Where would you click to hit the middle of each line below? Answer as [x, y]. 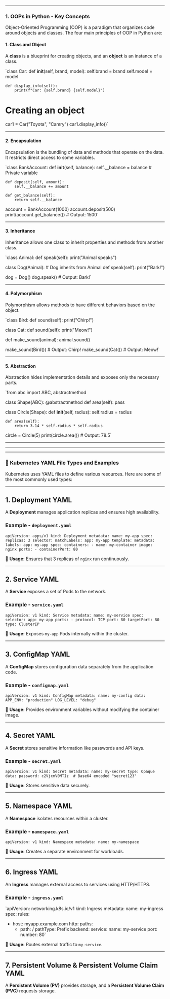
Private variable [22, 173]
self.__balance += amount [42, 186]
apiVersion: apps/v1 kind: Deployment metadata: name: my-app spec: [79, 536]
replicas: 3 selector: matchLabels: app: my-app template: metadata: [80, 540]
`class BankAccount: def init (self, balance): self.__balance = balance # [78, 167]
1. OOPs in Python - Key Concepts [48, 16]
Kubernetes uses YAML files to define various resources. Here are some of [83, 474]
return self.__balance [38, 200]
